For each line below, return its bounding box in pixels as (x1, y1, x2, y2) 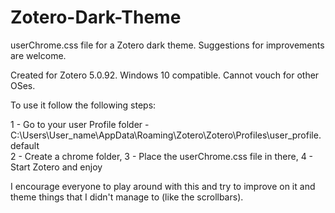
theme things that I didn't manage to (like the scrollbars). (10, 191, 244, 203)
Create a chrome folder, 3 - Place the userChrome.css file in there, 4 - (24, 150, 314, 162)
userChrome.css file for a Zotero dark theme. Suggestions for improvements (10, 39, 325, 51)
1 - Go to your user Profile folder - (10, 118, 150, 130)
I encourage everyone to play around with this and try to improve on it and (10, 180, 316, 192)
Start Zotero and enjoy (10, 161, 103, 173)
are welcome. (10, 49, 67, 61)
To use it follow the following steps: (10, 99, 157, 111)
